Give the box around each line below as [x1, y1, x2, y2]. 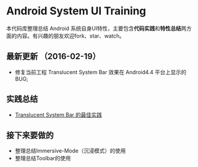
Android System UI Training [6, 4, 146, 18]
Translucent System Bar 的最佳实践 [14, 111, 102, 118]
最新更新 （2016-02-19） [6, 51, 101, 62]
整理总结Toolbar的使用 [14, 154, 71, 162]
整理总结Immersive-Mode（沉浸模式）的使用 [14, 147, 126, 154]
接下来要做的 [6, 130, 54, 140]
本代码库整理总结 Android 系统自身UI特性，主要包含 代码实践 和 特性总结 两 [6, 25, 187, 32]
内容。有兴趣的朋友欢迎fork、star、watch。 [16, 32, 125, 40]
